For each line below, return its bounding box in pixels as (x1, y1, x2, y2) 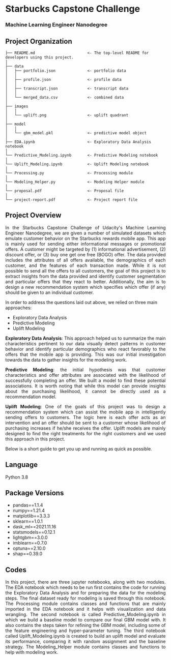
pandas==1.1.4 (12, 502, 43, 508)
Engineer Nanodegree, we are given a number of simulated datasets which (5, 230, 166, 236)
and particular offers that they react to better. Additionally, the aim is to (5, 278, 166, 285)
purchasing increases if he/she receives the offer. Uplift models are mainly (5, 425, 166, 431)
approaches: (5, 305, 32, 311)
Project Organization (5, 37, 72, 46)
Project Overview (5, 211, 62, 220)
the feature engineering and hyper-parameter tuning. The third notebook (5, 627, 166, 634)
